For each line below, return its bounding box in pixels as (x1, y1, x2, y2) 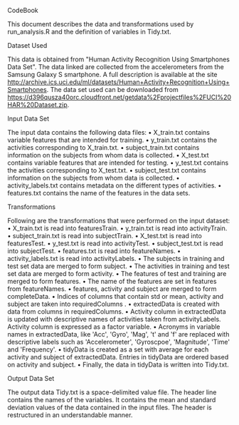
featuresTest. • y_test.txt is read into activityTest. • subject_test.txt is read (7, 239, 223, 247)
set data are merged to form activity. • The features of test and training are (7, 270, 227, 277)
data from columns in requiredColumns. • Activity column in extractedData (7, 307, 226, 316)
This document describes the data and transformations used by (7, 20, 194, 28)
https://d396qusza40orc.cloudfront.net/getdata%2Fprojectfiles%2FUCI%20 (7, 93, 232, 101)
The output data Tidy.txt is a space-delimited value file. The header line (7, 388, 217, 396)
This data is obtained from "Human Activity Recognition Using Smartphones (7, 55, 230, 63)
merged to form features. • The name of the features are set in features (7, 277, 217, 285)
